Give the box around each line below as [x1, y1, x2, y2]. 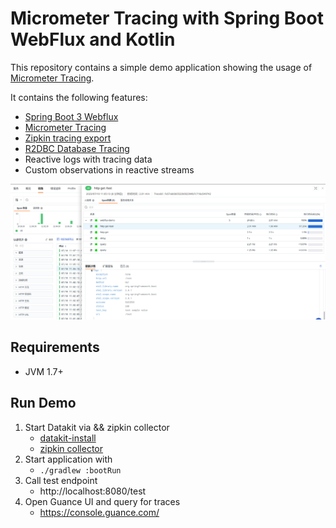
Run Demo [10, 395, 77, 412]
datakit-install [39, 432, 97, 444]
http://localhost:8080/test [39, 485, 147, 497]
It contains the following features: [10, 91, 148, 103]
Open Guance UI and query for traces [24, 495, 181, 507]
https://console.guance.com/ [39, 506, 160, 518]
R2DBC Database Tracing [24, 142, 130, 154]
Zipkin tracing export [24, 132, 112, 144]
